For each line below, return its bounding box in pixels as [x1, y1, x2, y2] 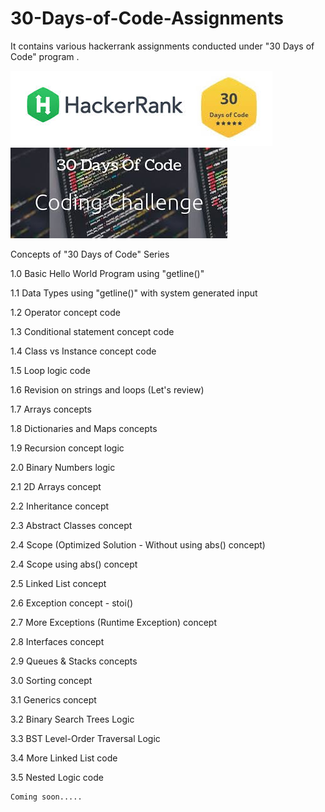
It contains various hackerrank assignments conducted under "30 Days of [10, 40, 315, 52]
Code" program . [10, 50, 80, 62]
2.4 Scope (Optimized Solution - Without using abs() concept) [10, 538, 266, 551]
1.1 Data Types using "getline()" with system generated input [10, 287, 258, 299]
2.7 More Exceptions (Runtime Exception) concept [10, 616, 217, 628]
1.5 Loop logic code [10, 364, 91, 376]
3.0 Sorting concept [10, 674, 93, 686]
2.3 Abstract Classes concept [10, 519, 133, 531]
